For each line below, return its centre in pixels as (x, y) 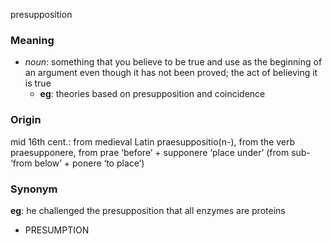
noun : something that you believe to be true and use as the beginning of (173, 62)
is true (38, 83)
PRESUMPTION (57, 230)
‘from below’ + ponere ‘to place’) (77, 163)
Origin (26, 120)
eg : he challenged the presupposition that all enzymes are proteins (148, 210)
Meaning (32, 40)
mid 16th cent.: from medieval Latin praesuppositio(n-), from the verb (153, 141)
